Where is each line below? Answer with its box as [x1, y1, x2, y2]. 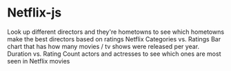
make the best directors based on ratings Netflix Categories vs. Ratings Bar [7, 34, 221, 43]
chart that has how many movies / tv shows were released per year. [7, 42, 200, 50]
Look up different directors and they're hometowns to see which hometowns [7, 28, 225, 36]
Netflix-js [7, 5, 62, 21]
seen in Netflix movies [7, 57, 70, 65]
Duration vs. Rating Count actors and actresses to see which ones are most [7, 50, 221, 58]
